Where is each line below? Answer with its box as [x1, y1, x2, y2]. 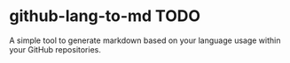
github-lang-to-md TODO [9, 6, 201, 26]
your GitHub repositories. [9, 44, 102, 54]
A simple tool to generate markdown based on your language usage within [9, 35, 281, 45]
